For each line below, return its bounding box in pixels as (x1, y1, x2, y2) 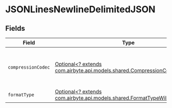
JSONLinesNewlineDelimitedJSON (5, 4, 156, 15)
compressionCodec (8, 64, 50, 70)
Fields (5, 24, 26, 33)
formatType (8, 92, 34, 98)
